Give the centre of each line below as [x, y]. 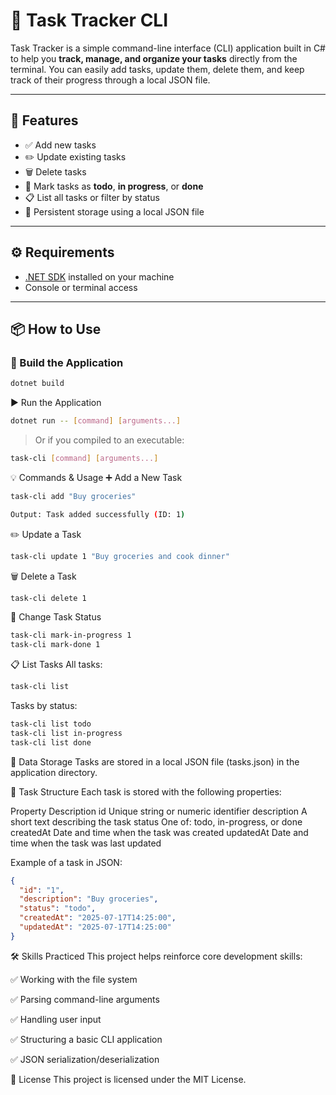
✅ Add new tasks [60, 145]
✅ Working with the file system [74, 979]
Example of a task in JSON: [66, 862]
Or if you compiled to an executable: [109, 440]
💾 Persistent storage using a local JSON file [114, 211]
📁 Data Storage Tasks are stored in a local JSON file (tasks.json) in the [155, 761]
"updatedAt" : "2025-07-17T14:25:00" [95, 927]
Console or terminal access [81, 287]
